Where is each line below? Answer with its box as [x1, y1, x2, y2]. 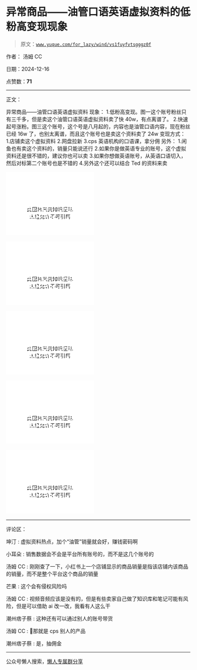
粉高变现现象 [6, 20, 68, 33]
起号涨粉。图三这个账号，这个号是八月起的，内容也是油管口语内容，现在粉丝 [6, 123, 191, 130]
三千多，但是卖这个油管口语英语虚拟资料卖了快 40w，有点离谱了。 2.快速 [11, 115, 188, 123]
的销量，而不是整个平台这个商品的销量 [6, 570, 98, 577]
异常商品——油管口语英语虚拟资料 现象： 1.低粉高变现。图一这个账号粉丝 [6, 108, 182, 115]
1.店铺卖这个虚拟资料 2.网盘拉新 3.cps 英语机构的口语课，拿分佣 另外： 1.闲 [6, 137, 187, 144]
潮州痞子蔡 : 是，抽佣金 [6, 640, 62, 647]
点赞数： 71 [6, 77, 32, 85]
